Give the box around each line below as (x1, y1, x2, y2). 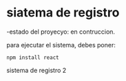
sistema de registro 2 (6, 66, 67, 74)
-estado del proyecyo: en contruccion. (6, 27, 115, 36)
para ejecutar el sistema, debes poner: (6, 40, 116, 49)
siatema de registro (6, 5, 120, 21)
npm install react (6, 54, 59, 61)
